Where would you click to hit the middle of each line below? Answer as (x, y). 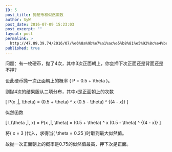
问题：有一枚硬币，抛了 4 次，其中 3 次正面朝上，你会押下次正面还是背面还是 (84, 63)
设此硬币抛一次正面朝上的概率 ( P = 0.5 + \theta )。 (59, 80)
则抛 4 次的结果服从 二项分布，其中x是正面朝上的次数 (60, 91)
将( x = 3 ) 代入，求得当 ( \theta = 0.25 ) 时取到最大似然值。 (66, 133)
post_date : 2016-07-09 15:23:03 (40, 24)
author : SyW (18, 19)
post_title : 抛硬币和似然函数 (35, 15)
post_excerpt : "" (24, 29)
